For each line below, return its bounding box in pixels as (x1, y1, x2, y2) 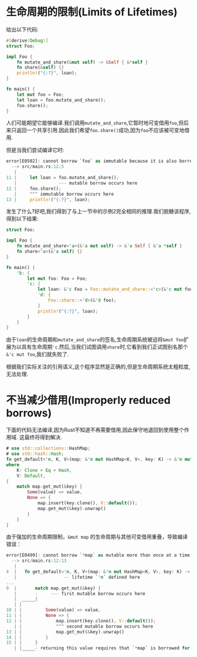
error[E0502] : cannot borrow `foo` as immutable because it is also (6, 158, 177, 165)
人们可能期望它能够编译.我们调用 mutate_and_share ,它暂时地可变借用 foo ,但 (6, 119, 184, 126)
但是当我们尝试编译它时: (6, 146, 64, 153)
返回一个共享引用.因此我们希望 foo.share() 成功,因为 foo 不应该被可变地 (16, 127, 185, 134)
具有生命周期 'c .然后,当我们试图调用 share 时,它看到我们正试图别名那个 (21, 343, 189, 350)
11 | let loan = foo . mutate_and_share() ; (6, 175, 119, 181)
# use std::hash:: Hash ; (6, 451, 64, 457)
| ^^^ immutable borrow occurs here (13, 191, 114, 197)
